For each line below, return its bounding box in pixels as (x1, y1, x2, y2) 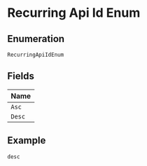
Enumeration (7, 33, 65, 45)
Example (7, 134, 46, 146)
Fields (7, 70, 35, 82)
